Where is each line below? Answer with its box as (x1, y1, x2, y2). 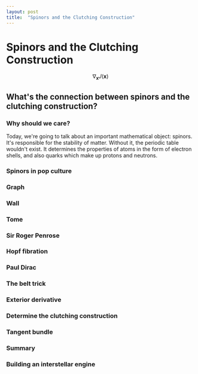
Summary (6, 343, 36, 352)
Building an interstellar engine (6, 360, 96, 368)
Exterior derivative (6, 295, 62, 304)
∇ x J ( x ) (92, 73, 109, 82)
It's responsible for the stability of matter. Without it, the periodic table (6, 139, 179, 146)
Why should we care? (6, 119, 71, 127)
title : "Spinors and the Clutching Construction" (6, 14, 135, 20)
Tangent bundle (6, 328, 53, 336)
